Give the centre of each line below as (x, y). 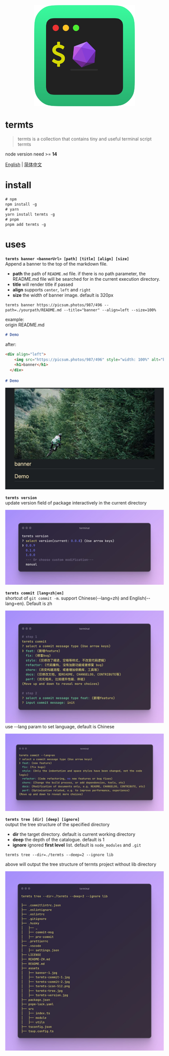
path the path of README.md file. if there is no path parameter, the (79, 273)
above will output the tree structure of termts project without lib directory (81, 864)
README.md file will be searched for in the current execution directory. (86, 279)
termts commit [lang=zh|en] (35, 593)
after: (11, 344)
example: (15, 319)
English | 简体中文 (24, 164)
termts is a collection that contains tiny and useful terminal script (84, 139)
